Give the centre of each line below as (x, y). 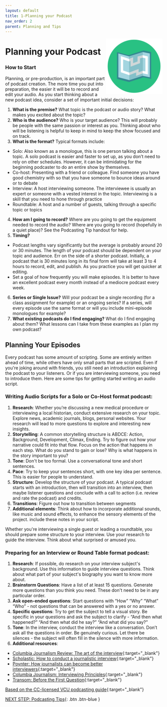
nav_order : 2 (19, 21)
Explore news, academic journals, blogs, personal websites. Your (79, 418)
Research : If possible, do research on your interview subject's (76, 564)
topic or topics (27, 209)
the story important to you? (40, 455)
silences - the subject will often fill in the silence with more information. (85, 638)
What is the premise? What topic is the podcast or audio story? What (84, 109)
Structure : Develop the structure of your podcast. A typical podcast (82, 482)
